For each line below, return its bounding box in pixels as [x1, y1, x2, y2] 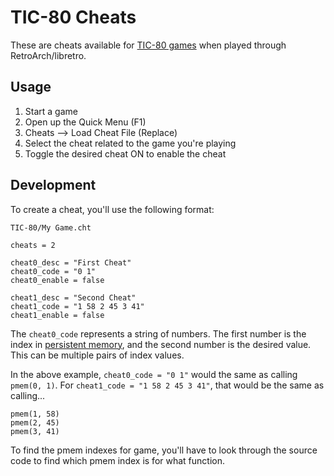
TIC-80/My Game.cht [10, 222, 92, 233]
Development [10, 177, 97, 194]
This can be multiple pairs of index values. [10, 349, 185, 361]
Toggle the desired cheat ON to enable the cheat [24, 147, 227, 160]
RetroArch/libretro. [10, 49, 87, 61]
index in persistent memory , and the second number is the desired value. [10, 338, 312, 350]
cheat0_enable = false [10, 275, 105, 285]
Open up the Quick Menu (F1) [24, 116, 147, 128]
